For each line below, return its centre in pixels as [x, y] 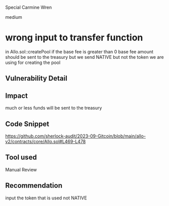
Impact [16, 96]
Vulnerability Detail [36, 78]
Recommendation [34, 185]
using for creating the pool [33, 62]
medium [14, 17]
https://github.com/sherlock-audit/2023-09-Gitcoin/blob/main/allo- [75, 136]
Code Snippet [27, 124]
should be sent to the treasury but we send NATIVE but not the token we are [85, 57]
